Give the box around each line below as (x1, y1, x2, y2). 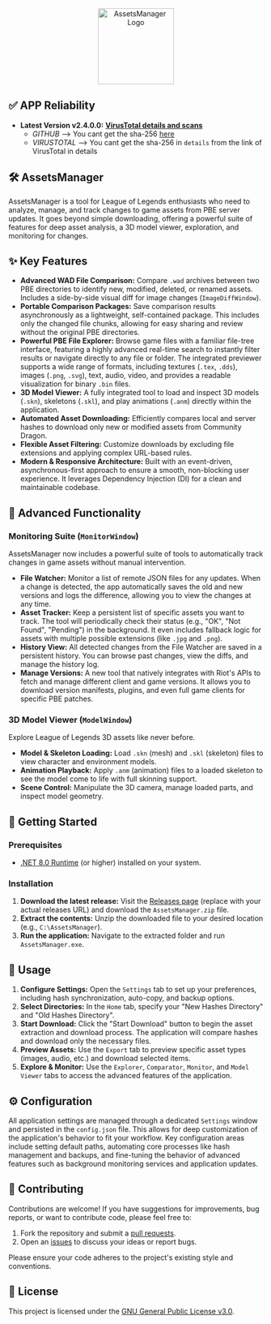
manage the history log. (19, 660, 100, 669)
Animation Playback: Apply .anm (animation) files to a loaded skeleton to (19, 766, 263, 776)
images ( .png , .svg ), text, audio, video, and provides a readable (19, 371, 231, 380)
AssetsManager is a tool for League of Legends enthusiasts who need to (8, 196, 251, 206)
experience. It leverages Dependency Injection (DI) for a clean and (19, 474, 242, 484)
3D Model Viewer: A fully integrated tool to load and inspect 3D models (19, 388, 260, 398)
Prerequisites (8, 839, 62, 850)
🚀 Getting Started (8, 815, 98, 828)
